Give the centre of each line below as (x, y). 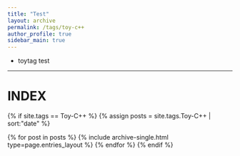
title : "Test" (29, 14)
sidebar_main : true (36, 41)
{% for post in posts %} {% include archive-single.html (88, 137)
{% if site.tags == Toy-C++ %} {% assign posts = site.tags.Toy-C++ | (109, 116)
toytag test (34, 61)
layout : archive (31, 21)
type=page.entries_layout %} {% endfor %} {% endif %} (90, 145)
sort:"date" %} (29, 124)
